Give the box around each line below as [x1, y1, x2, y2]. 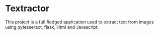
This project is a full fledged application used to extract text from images [5, 19, 154, 25]
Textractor [5, 3, 50, 14]
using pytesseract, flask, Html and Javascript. [5, 24, 99, 30]
